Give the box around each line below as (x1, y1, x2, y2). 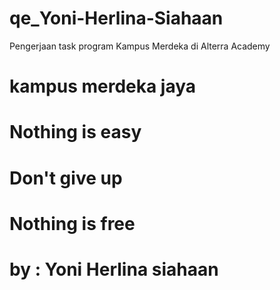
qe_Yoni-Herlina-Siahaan (9, 7, 224, 30)
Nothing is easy (9, 121, 142, 144)
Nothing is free (9, 212, 136, 235)
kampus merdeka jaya (9, 75, 197, 98)
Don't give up (9, 167, 123, 189)
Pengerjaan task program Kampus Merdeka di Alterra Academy (9, 40, 271, 52)
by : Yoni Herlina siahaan (9, 258, 219, 281)
